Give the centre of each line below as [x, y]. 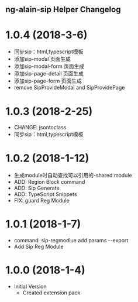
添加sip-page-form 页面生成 [48, 81]
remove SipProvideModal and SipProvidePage [69, 88]
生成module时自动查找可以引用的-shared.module [73, 176]
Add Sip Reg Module [39, 247]
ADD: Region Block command [49, 182]
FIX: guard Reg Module [42, 201]
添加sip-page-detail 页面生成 [49, 74]
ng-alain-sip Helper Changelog [63, 10]
